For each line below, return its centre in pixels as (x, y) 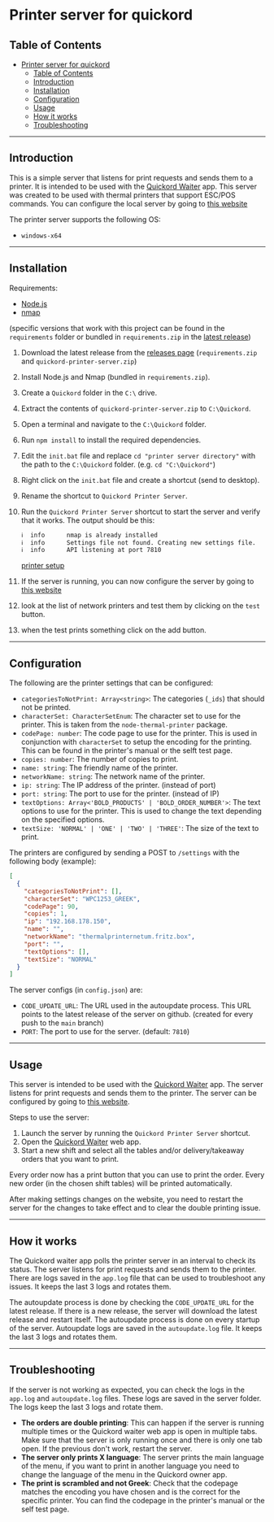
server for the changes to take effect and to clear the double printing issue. (135, 1208)
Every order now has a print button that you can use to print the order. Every (137, 1175)
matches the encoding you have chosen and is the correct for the (130, 1492)
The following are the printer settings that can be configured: (111, 683)
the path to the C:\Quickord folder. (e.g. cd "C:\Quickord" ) (118, 464)
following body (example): (53, 861)
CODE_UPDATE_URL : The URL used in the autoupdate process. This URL (136, 1006)
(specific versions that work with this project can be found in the (117, 328)
